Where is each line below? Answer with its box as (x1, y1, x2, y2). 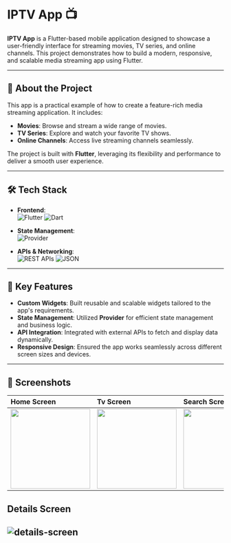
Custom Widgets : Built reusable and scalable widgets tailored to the (16, 299, 211, 308)
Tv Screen (97, 397, 131, 407)
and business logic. (16, 321, 73, 329)
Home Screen (10, 397, 56, 407)
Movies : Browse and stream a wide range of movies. (16, 121, 167, 129)
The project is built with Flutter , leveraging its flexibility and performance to (7, 149, 221, 158)
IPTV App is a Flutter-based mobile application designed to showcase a (7, 34, 211, 43)
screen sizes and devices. (16, 350, 91, 359)
